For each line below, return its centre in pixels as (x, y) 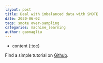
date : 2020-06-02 (22, 18)
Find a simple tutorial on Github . (37, 55)
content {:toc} (26, 46)
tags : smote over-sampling (32, 23)
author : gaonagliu (23, 32)
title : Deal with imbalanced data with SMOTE (51, 14)
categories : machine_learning (36, 28)
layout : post (18, 9)
